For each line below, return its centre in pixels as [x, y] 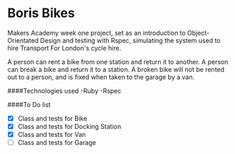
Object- [199, 33]
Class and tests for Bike [52, 118]
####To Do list [29, 104]
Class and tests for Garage [57, 143]
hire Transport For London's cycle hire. [64, 48]
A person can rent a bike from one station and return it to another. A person [118, 61]
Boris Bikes [41, 13]
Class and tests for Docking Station [69, 127]
